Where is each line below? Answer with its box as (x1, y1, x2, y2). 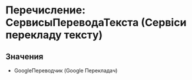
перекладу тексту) (5, 29, 103, 41)
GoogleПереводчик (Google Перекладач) (14, 67, 118, 74)
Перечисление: (5, 4, 86, 17)
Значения (5, 51, 44, 61)
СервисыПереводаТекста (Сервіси (5, 16, 187, 29)
